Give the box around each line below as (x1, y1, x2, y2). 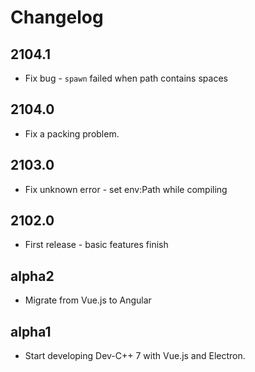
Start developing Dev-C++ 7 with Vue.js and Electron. (24, 350, 246, 362)
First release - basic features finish (24, 239, 169, 251)
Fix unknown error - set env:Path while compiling (24, 183, 228, 195)
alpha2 (10, 267, 55, 285)
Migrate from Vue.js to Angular (24, 294, 152, 306)
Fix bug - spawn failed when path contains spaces (24, 72, 228, 84)
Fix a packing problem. (24, 127, 120, 140)
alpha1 (10, 323, 52, 340)
